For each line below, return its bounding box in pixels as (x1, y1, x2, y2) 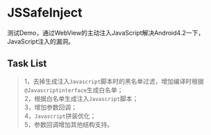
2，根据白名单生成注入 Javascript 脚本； (24, 94, 139, 102)
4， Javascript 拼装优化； (24, 111, 96, 120)
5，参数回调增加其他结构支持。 (24, 120, 114, 129)
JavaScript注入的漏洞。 (7, 37, 75, 46)
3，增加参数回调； (24, 102, 78, 111)
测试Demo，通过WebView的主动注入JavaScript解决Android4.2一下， (7, 28, 205, 37)
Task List (7, 57, 47, 70)
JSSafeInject (7, 5, 83, 21)
